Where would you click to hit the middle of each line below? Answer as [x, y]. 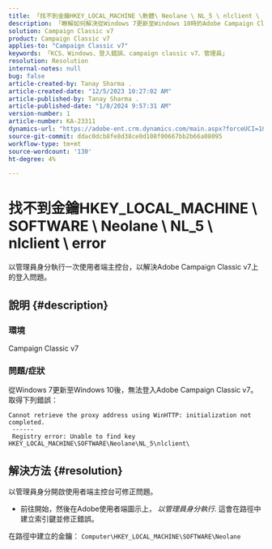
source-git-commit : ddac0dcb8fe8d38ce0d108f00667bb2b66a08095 [115, 136]
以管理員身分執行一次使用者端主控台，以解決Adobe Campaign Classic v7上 [134, 267]
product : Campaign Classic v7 [59, 38]
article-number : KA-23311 [52, 121]
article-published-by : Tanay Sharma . [74, 99]
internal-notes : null [45, 69]
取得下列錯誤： [33, 400]
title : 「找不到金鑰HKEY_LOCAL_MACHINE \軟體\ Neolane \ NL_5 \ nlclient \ [134, 16]
